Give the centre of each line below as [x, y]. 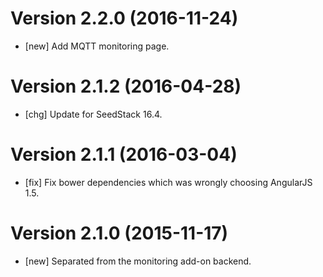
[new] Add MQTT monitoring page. [97, 46]
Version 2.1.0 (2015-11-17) [119, 233]
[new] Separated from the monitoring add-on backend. [138, 261]
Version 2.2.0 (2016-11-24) [124, 18]
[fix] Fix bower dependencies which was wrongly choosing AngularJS [168, 182]
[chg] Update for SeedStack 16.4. [93, 114]
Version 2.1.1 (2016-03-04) [124, 154]
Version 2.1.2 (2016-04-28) [126, 86]
